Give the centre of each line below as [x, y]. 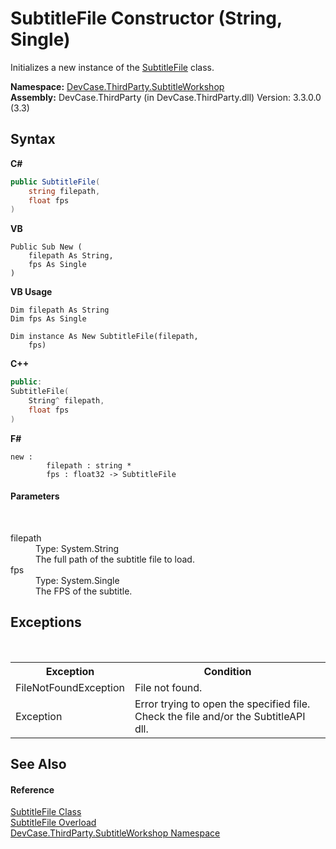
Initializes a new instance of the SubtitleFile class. [112, 67]
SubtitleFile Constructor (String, [146, 18]
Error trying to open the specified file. [222, 704]
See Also [38, 764]
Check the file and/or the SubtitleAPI [220, 716]
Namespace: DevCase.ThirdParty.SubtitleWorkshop [117, 86]
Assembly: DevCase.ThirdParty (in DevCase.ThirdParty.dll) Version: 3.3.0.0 [166, 97]
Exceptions [46, 622]
